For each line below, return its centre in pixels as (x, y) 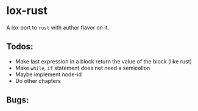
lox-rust (27, 11)
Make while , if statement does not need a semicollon (83, 68)
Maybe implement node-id (48, 74)
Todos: (20, 47)
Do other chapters (38, 81)
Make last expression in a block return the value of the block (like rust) (103, 61)
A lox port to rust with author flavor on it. (58, 27)
